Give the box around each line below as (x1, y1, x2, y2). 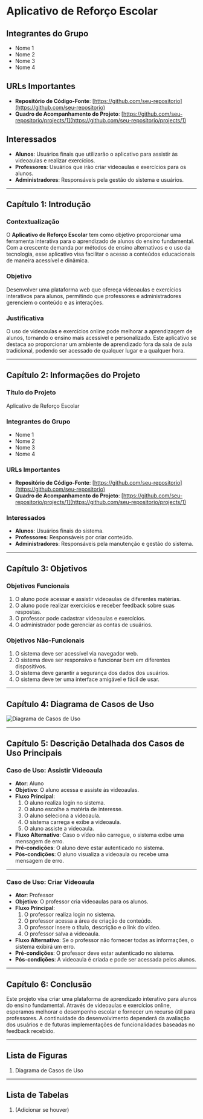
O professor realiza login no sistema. (24, 911, 116, 918)
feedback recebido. (6, 1028, 56, 1035)
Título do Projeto (6, 388, 56, 397)
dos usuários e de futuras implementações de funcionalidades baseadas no (6, 1021, 195, 1028)
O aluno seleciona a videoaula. (24, 812, 101, 819)
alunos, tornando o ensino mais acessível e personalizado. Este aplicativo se (6, 334, 197, 341)
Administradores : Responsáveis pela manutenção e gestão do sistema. (14, 540, 194, 548)
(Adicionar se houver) (14, 1106, 69, 1113)
